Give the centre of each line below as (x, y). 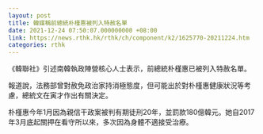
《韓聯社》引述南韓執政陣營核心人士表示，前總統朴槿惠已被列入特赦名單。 (130, 69)
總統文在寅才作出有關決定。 (67, 95)
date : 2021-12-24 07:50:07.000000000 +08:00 (83, 30)
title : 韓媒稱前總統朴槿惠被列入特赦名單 (68, 23)
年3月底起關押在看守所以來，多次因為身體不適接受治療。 (101, 122)
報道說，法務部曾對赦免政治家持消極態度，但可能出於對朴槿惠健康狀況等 (126, 86)
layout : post (30, 15)
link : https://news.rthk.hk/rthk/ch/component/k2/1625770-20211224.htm (129, 38)
